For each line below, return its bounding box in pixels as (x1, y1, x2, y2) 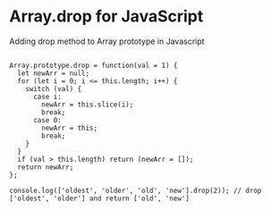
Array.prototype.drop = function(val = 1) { (9, 61, 178, 70)
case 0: (32, 115, 63, 124)
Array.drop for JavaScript (9, 6, 204, 27)
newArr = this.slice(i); (41, 100, 134, 109)
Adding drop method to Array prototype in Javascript (9, 36, 205, 46)
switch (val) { (25, 84, 82, 93)
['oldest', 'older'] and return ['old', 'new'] (9, 194, 191, 203)
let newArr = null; (17, 69, 90, 78)
